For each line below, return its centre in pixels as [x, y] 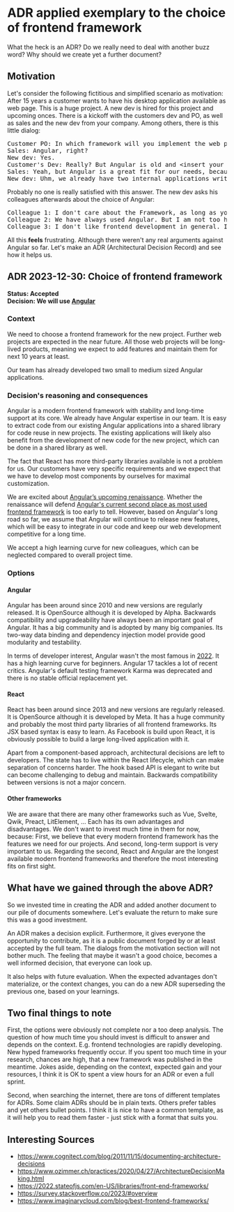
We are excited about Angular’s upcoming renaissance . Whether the [105, 497]
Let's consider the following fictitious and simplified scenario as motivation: [116, 93]
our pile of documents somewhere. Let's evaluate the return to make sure [112, 912]
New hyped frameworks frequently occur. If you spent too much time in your [117, 1052]
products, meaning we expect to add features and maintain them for [120, 349]
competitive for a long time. [47, 534]
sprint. [16, 1082]
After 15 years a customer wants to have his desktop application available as [117, 101]
